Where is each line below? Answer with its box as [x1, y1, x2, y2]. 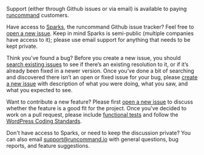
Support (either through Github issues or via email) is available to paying [6, 5, 187, 12]
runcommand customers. [6, 12, 70, 19]
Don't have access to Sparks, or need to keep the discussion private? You [6, 130, 191, 136]
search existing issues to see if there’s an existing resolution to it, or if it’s [6, 61, 189, 68]
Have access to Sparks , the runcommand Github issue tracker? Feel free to [6, 24, 194, 30]
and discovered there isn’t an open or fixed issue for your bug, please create [6, 74, 198, 81]
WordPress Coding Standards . [6, 117, 82, 125]
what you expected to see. [6, 87, 73, 93]
